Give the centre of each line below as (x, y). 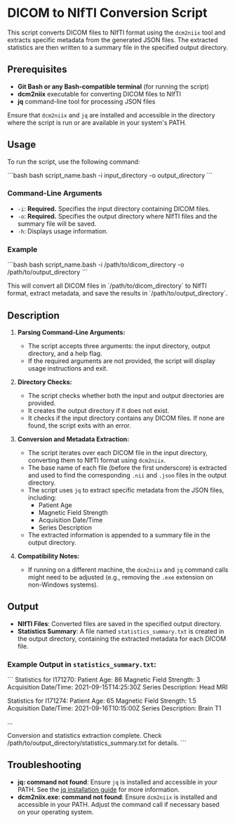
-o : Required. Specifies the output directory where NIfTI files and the (117, 216)
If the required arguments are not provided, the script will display (121, 361)
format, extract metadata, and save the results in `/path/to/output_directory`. (117, 293)
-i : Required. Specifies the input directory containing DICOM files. (114, 208)
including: (42, 497)
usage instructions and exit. (68, 368)
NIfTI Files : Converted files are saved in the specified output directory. (120, 623)
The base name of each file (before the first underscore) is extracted (127, 467)
